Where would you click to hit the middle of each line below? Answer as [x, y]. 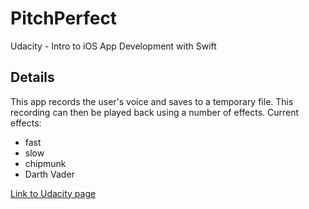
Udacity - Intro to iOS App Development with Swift [113, 46]
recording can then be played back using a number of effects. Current [155, 112]
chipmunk [45, 163]
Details [32, 77]
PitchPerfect [64, 18]
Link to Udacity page [53, 193]
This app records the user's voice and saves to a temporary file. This [152, 101]
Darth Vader [49, 174]
